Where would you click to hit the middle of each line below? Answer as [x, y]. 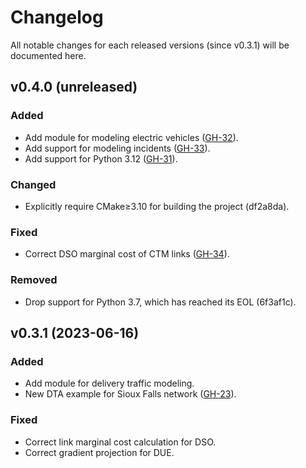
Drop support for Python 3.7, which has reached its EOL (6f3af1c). [160, 302]
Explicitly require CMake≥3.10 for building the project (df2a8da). [157, 206]
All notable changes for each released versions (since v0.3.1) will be [150, 45]
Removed [34, 280]
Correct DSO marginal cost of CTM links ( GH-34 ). [127, 254]
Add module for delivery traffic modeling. [109, 383]
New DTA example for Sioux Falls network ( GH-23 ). [130, 394]
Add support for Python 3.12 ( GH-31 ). [101, 158]
